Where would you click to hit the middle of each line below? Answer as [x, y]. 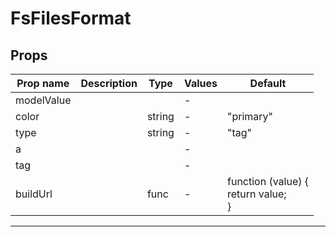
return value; [257, 194]
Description [109, 83]
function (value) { [268, 181]
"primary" [250, 116]
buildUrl [34, 194]
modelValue [43, 100]
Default [268, 83]
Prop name [43, 83]
